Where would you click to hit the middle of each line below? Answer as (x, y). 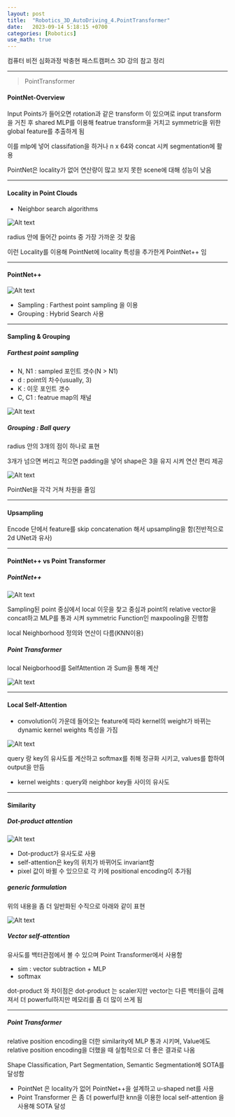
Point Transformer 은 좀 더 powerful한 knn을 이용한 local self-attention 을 (121, 1097)
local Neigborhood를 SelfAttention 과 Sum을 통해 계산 (83, 668)
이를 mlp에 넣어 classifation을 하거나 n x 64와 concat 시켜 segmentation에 (111, 146)
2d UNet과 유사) (30, 538)
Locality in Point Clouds (43, 193)
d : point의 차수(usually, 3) (55, 380)
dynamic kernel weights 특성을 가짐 (67, 730)
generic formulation (37, 888)
